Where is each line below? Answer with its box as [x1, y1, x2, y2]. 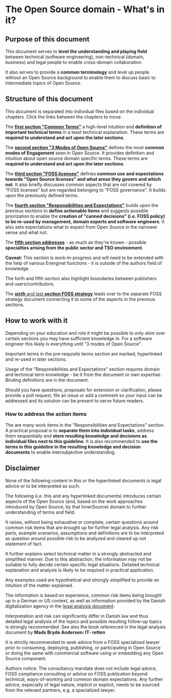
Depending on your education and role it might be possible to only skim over [5, 330, 165, 336]
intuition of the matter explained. [5, 582, 74, 588]
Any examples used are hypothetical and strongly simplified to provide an [5, 576, 159, 583]
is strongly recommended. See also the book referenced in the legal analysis [5, 623, 166, 630]
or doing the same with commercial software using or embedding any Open [5, 650, 164, 656]
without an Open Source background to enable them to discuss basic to [5, 75, 156, 80]
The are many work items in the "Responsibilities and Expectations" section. [5, 422, 165, 428]
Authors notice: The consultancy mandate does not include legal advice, [5, 665, 157, 671]
